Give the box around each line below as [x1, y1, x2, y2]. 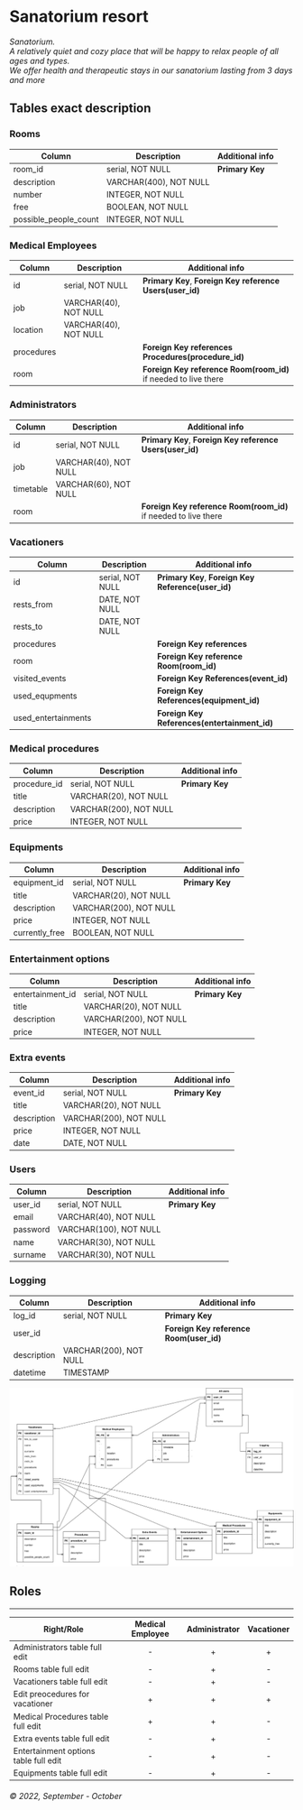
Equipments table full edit [13, 1768, 108, 1778]
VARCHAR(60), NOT [55, 478, 132, 489]
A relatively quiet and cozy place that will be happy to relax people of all [9, 45, 280, 56]
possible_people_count [13, 214, 99, 225]
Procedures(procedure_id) [142, 351, 245, 362]
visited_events [13, 673, 67, 684]
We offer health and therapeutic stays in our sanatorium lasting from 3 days [9, 65, 293, 76]
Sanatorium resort [9, 6, 149, 27]
